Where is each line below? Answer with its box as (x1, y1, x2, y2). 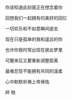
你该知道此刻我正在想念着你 (5, 4, 63, 10)
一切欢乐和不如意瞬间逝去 (5, 25, 58, 31)
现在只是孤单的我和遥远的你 (5, 36, 63, 42)
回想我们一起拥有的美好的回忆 (5, 15, 67, 21)
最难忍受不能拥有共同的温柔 (5, 68, 63, 74)
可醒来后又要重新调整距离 (5, 57, 58, 63)
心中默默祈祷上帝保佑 (5, 79, 49, 84)
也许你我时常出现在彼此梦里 (5, 47, 63, 52)
